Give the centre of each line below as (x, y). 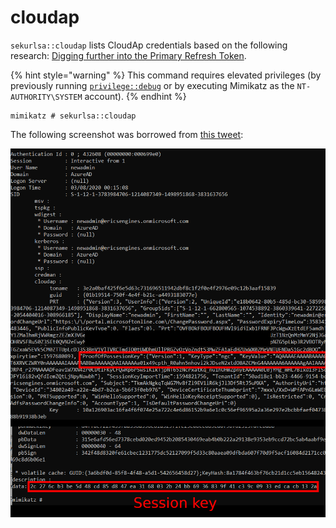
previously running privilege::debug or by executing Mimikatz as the (152, 85)
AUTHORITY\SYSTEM (46, 97)
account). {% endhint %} (135, 96)
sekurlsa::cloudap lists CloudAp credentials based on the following (149, 45)
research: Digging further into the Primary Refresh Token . (128, 55)
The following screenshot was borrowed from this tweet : (127, 134)
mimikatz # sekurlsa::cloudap (73, 116)
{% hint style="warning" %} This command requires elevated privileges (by (166, 75)
